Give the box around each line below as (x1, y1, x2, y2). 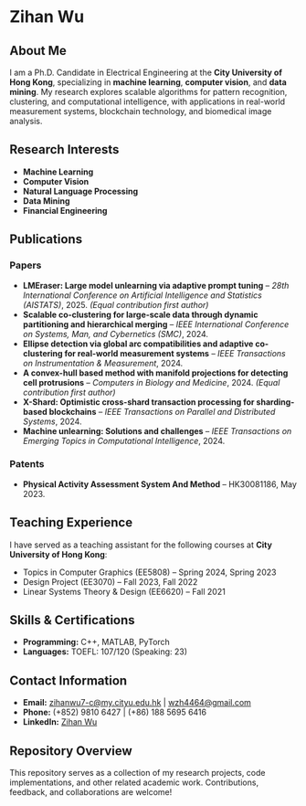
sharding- (256, 396, 295, 408)
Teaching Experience (9, 514, 133, 531)
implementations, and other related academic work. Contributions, (9, 777, 259, 788)
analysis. (9, 116, 43, 126)
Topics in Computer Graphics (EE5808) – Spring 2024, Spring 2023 (22, 567, 277, 578)
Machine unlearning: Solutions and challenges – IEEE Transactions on (22, 425, 292, 436)
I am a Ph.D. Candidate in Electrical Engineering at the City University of (9, 67, 283, 78)
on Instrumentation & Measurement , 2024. (22, 357, 184, 368)
